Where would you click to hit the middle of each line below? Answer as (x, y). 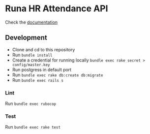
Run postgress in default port (42, 69)
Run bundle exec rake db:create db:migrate (58, 75)
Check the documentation (31, 22)
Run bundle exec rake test (33, 127)
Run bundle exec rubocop (31, 103)
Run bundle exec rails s (38, 80)
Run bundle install (32, 55)
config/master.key (31, 65)
